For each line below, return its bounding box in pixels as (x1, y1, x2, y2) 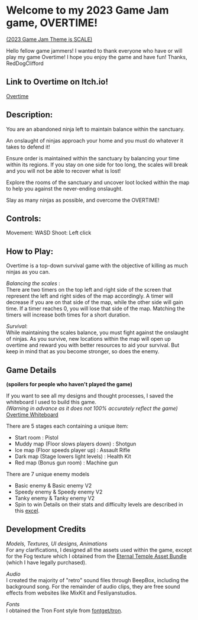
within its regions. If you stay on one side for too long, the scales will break (6, 161, 188, 168)
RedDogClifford (6, 60, 44, 67)
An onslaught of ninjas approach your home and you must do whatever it (6, 137, 184, 144)
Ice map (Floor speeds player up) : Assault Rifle (14, 447, 131, 453)
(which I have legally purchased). (6, 558, 87, 566)
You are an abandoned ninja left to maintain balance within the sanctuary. (6, 125, 185, 133)
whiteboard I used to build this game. (6, 399, 96, 405)
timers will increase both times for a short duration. (6, 311, 131, 318)
